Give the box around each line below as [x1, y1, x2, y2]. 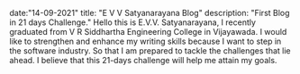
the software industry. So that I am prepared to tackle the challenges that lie [9, 45, 291, 56]
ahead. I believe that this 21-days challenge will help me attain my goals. [9, 55, 277, 65]
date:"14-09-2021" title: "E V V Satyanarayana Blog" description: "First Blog [9, 8, 290, 18]
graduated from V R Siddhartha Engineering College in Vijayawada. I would [9, 27, 287, 37]
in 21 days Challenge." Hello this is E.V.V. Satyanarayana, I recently [9, 17, 257, 28]
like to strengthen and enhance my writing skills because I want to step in [9, 36, 282, 46]
